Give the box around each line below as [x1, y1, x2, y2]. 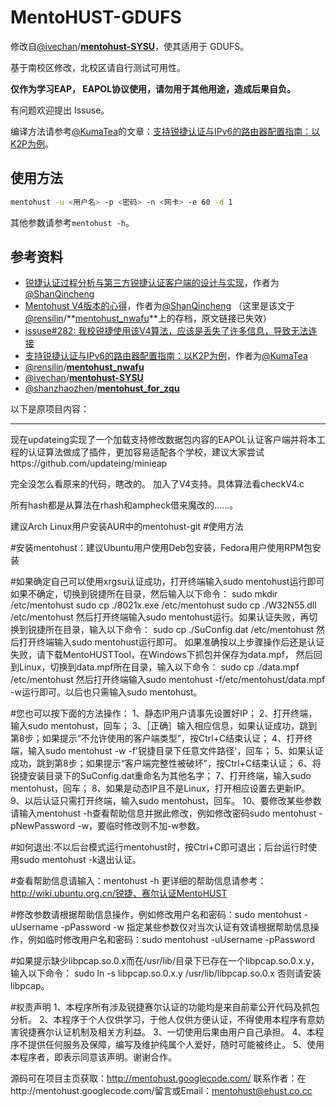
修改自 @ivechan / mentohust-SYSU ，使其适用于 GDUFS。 [10, 40, 250, 52]
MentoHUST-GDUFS [10, 6, 182, 29]
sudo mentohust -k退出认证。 [18, 854, 142, 866]
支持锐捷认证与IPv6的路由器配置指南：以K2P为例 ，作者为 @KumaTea [24, 350, 308, 362]
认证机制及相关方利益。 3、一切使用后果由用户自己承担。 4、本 [53, 1026, 316, 1038]
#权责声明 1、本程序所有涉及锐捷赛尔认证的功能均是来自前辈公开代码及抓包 [10, 1001, 320, 1013]
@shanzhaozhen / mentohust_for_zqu [24, 382, 180, 395]
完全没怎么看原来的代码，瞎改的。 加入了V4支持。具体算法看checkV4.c [10, 478, 305, 490]
